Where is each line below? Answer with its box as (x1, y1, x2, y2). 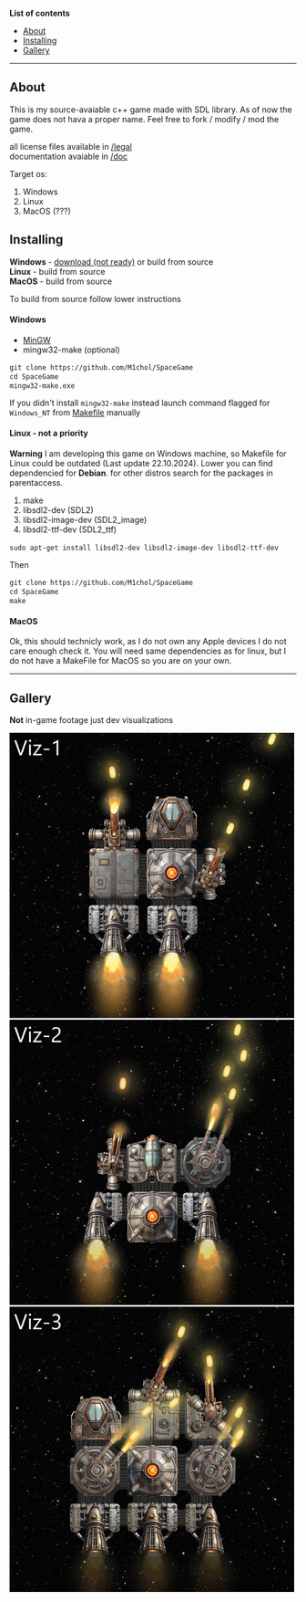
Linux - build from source (9, 266, 106, 277)
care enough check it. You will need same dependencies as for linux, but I (9, 645, 287, 656)
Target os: (9, 168, 47, 179)
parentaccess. (9, 477, 64, 488)
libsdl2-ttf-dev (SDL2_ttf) (22, 524, 117, 535)
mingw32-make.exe (9, 381, 76, 391)
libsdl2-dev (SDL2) (22, 505, 94, 516)
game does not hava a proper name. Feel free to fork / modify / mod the (9, 113, 280, 124)
